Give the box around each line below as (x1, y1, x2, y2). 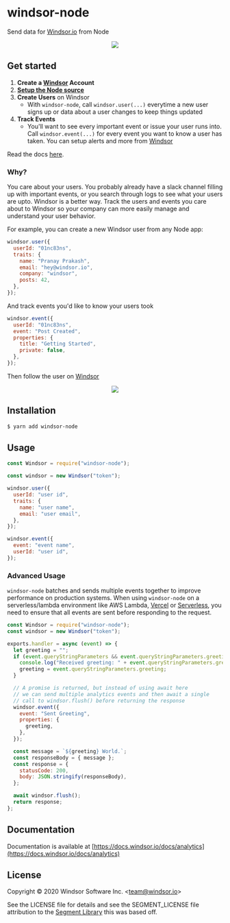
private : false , (19, 347, 66, 354)
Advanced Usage (7, 571, 66, 580)
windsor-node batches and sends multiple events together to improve (7, 586, 201, 595)
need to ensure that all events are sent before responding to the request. (7, 608, 212, 616)
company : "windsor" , (19, 270, 78, 277)
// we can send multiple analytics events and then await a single (13, 691, 210, 697)
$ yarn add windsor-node (7, 423, 78, 430)
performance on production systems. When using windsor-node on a (7, 594, 200, 602)
